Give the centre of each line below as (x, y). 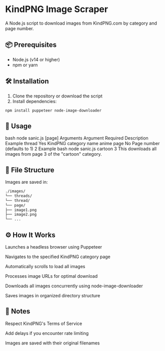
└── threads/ (19, 196)
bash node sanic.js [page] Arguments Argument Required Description (77, 138)
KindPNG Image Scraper (57, 9)
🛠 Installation (27, 81)
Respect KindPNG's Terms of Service (44, 323)
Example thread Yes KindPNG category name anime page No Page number (82, 144)
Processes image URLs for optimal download (51, 276)
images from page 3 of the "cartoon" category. (53, 154)
